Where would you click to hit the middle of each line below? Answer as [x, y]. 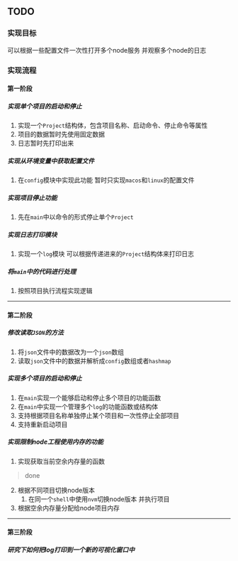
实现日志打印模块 [32, 235]
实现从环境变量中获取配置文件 [51, 161]
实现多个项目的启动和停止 [45, 378]
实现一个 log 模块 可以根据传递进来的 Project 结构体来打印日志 [106, 254]
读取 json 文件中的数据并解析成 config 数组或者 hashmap [94, 360]
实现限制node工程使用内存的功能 [56, 442]
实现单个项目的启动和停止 [45, 106]
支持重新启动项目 [42, 424]
